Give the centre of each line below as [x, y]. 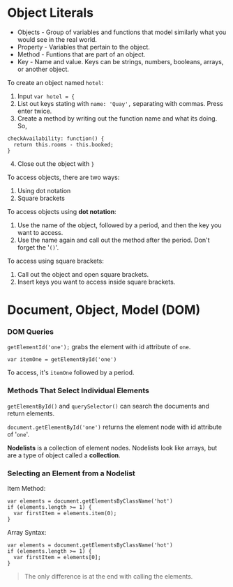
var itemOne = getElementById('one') [62, 360]
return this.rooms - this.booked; [63, 144]
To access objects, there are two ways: [63, 177]
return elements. [31, 413]
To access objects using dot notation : [62, 211]
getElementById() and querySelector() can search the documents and [108, 406]
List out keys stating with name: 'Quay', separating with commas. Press [120, 103]
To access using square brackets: [56, 261]
